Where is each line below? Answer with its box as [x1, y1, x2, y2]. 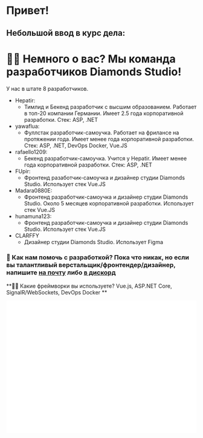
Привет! [6, 4, 50, 18]
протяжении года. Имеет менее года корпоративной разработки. [24, 135, 195, 142]
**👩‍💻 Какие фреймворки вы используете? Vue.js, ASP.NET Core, [6, 282, 172, 290]
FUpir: [14, 167, 31, 174]
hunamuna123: [14, 213, 52, 220]
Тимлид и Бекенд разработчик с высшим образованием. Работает [24, 103, 197, 110]
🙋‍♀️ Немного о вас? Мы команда [6, 52, 176, 65]
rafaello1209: [14, 148, 48, 155]
